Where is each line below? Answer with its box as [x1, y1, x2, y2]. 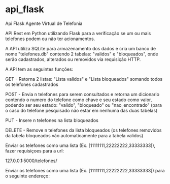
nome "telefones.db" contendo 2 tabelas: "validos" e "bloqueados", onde [5, 51, 158, 57]
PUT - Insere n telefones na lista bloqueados [5, 117, 99, 123]
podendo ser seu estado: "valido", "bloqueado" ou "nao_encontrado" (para [5, 102, 162, 108]
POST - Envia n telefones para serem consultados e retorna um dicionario [5, 91, 160, 97]
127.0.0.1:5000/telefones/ [5, 158, 57, 164]
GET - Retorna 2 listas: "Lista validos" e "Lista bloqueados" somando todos [5, 76, 163, 82]
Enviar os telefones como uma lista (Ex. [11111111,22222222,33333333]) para [5, 167, 165, 173]
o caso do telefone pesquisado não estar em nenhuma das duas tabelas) [5, 107, 158, 113]
